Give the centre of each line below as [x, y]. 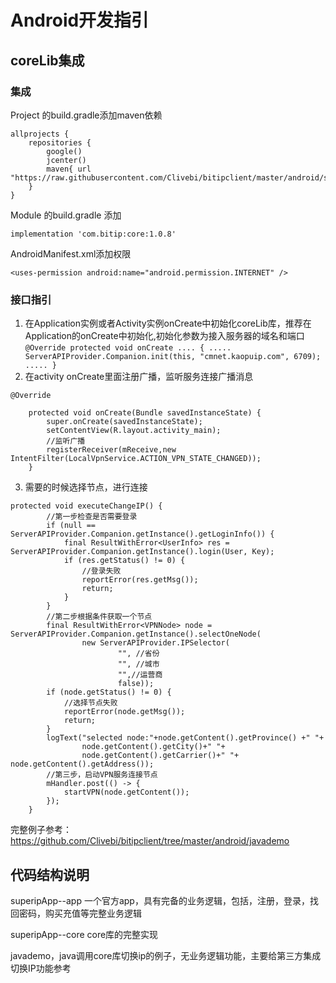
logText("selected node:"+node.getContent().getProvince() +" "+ [185, 738]
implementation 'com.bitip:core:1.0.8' [93, 234]
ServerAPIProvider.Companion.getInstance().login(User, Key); [142, 552]
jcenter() [66, 160]
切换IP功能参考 [41, 968]
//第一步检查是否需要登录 [92, 517]
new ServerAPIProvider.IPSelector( [155, 643]
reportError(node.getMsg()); [124, 712]
